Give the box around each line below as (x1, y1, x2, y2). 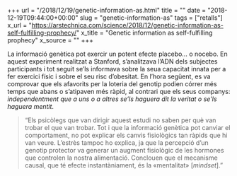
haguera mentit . (7, 102, 54, 110)
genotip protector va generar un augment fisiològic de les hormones (24, 146, 224, 154)
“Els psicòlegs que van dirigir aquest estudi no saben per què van (24, 116, 216, 124)
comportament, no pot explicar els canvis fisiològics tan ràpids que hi (24, 131, 228, 139)
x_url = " (7, 21, 32, 29)
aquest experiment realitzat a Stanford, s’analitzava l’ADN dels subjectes (7, 57, 218, 66)
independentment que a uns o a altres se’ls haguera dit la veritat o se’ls (7, 95, 217, 103)
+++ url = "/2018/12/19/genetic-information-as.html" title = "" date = (7, 6, 207, 14)
